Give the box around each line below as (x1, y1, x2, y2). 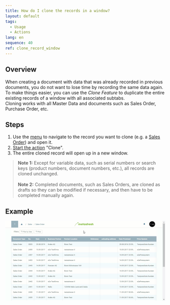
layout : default (5, 13, 40, 19)
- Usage (10, 24, 26, 29)
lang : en (5, 35, 24, 40)
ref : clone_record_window (5, 46, 60, 51)
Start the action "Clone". (12, 145, 63, 151)
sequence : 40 (5, 41, 33, 46)
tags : (5, 19, 17, 24)
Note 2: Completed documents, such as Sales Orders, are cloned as (17, 181, 160, 188)
